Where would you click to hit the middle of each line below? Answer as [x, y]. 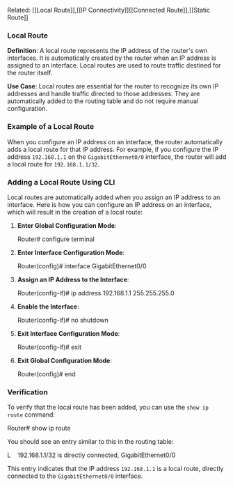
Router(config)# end [46, 374]
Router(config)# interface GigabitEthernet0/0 [82, 266]
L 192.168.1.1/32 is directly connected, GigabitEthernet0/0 [91, 455]
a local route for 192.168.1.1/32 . [53, 164]
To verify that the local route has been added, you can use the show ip [108, 408]
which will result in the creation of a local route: [75, 212]
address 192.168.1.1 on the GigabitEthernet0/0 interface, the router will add [117, 157]
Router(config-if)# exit [49, 347]
